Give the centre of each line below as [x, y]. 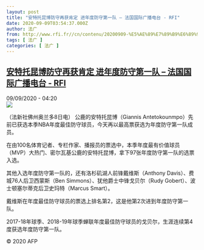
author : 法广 [22, 29]
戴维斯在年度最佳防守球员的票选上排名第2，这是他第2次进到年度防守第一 [97, 201]
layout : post [23, 12]
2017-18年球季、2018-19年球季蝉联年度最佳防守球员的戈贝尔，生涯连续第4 [100, 221]
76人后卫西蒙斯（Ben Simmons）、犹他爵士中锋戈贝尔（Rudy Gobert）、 [101, 180]
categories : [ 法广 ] [33, 46]
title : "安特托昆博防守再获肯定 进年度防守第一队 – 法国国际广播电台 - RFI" [93, 18]
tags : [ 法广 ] [25, 40]
